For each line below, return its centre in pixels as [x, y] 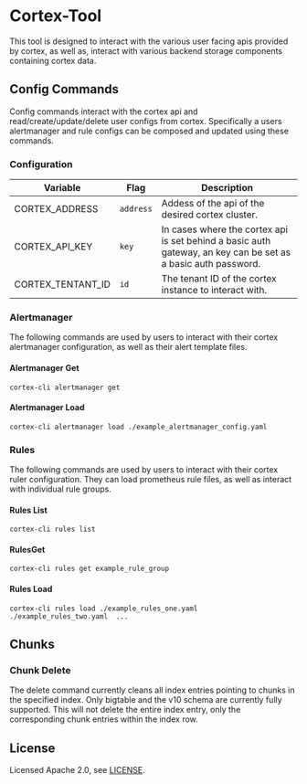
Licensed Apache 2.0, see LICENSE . [78, 770]
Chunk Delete [40, 670]
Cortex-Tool [56, 16]
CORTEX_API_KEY [53, 247]
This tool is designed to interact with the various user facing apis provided [149, 41]
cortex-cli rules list [53, 530]
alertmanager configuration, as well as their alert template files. [128, 347]
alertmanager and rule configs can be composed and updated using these [149, 131]
